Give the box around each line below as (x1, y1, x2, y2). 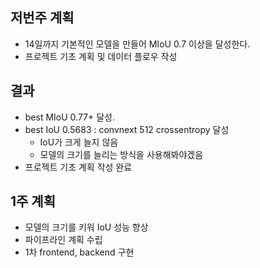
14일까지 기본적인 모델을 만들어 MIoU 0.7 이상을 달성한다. (24, 38, 251, 50)
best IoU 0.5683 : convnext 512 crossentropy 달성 (24, 123, 230, 135)
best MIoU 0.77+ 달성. (24, 111, 116, 123)
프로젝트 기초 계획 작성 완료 (24, 161, 133, 173)
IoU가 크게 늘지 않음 (39, 136, 119, 148)
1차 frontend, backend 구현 (24, 246, 135, 258)
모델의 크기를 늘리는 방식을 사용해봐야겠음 (39, 148, 204, 160)
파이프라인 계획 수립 (24, 234, 103, 246)
